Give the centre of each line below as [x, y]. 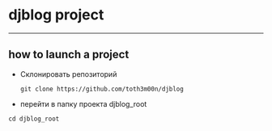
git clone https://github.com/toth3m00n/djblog [102, 89]
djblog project [56, 15]
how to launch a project [69, 55]
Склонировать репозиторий [68, 74]
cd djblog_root [34, 119]
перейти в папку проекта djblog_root [83, 104]
